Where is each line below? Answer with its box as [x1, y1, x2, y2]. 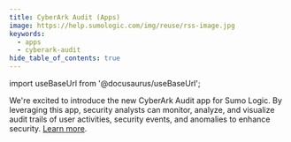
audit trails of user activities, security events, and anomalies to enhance [9, 114, 271, 124]
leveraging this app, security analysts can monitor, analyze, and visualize [9, 105, 275, 115]
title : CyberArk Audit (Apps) [9, 12, 121, 22]
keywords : [9, 29, 46, 38]
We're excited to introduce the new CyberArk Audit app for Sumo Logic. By [9, 95, 283, 106]
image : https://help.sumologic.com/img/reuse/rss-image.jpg [9, 21, 236, 30]
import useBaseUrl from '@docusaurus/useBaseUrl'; [9, 78, 201, 88]
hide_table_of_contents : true [9, 54, 121, 63]
